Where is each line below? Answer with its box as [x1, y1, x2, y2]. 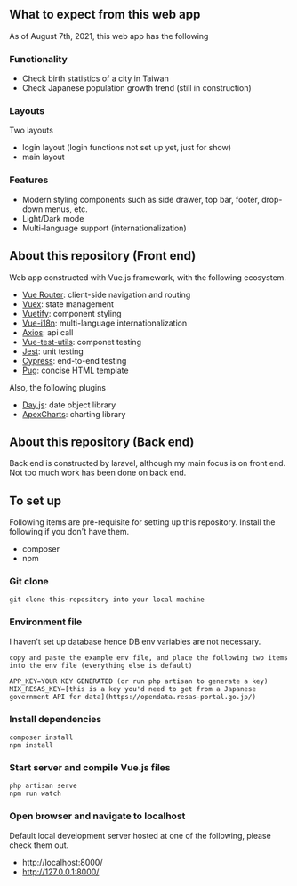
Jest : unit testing [21, 346, 84, 357]
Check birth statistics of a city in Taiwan [21, 73, 169, 84]
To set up [9, 493, 62, 508]
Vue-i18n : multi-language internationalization [21, 318, 188, 328]
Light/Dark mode [21, 213, 84, 223]
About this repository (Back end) [9, 434, 195, 449]
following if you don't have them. [9, 527, 130, 537]
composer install [9, 733, 74, 742]
